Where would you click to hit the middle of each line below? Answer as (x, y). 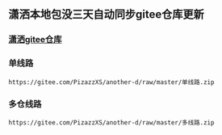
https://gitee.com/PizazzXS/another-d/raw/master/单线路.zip (111, 82)
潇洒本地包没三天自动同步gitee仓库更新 (106, 15)
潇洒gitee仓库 (35, 40)
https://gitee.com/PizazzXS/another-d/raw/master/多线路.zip (111, 122)
